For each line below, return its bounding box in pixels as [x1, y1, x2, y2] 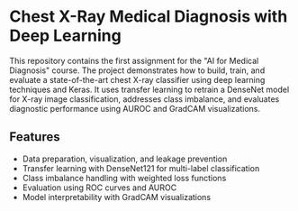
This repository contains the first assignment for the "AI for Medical [9, 55, 259, 66]
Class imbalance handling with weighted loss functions [22, 172, 227, 183]
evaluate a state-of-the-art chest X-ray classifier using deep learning [9, 74, 266, 85]
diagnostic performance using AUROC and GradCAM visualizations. [9, 103, 261, 114]
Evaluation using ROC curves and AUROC [22, 182, 177, 193]
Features [9, 129, 60, 145]
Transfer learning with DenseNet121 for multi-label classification [22, 162, 260, 173]
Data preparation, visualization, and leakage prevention [22, 153, 228, 164]
